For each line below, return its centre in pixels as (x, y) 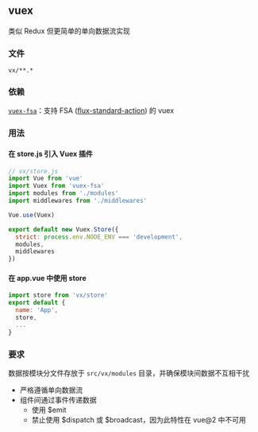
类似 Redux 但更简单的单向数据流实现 (69, 31)
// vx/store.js (33, 171)
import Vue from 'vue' (46, 179)
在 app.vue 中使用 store (47, 278)
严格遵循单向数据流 (51, 390)
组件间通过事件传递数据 (58, 399)
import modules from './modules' (64, 193)
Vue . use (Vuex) (32, 215)
